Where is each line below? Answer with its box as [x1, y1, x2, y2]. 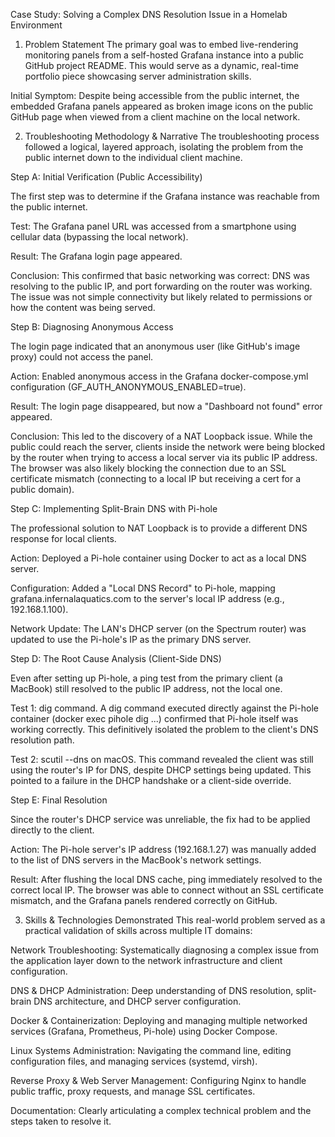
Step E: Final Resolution [10, 794, 108, 806]
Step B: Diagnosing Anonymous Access [10, 321, 174, 333]
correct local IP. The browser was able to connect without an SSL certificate [10, 884, 324, 896]
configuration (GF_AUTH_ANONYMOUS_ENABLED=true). [10, 381, 247, 393]
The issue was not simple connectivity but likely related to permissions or [10, 291, 313, 303]
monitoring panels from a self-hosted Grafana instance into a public [24, 49, 305, 61]
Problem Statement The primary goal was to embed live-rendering [24, 39, 299, 50]
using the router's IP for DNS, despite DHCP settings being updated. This [10, 764, 312, 776]
